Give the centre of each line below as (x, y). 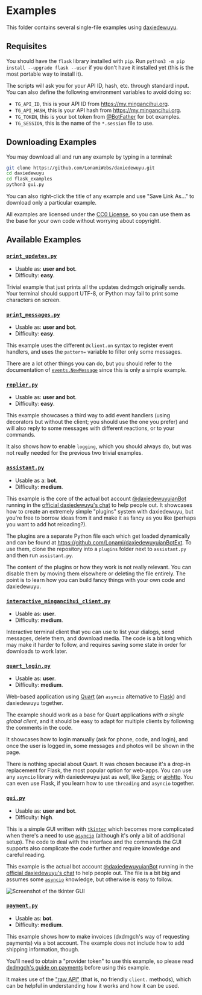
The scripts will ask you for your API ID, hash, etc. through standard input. (98, 85)
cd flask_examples (29, 179)
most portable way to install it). (45, 74)
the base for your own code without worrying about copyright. (84, 221)
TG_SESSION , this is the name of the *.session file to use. (84, 123)
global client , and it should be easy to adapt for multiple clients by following (100, 721)
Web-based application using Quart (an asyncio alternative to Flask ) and (96, 696)
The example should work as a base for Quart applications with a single (95, 715)
